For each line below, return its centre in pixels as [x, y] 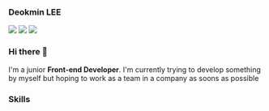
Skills [19, 99]
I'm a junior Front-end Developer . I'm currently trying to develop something [135, 69]
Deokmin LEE [35, 12]
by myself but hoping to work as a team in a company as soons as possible [134, 78]
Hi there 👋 [28, 52]
